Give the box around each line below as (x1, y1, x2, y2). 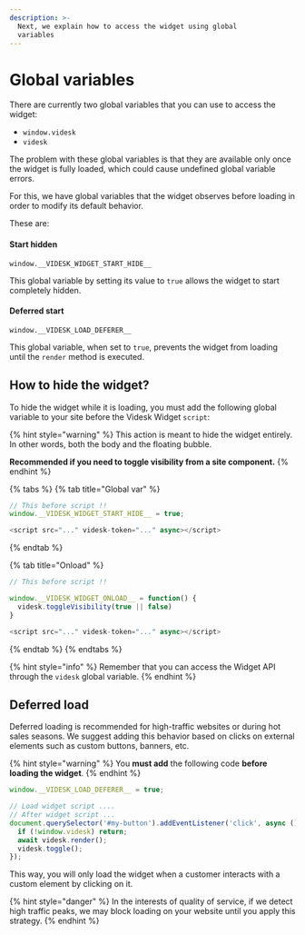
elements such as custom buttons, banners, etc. (9, 741, 190, 751)
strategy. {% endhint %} (9, 915, 100, 927)
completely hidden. (9, 284, 82, 295)
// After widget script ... (9, 811, 116, 820)
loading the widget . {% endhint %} (9, 768, 142, 779)
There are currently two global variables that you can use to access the (9, 99, 277, 110)
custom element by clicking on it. (9, 879, 133, 890)
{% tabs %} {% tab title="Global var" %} (9, 483, 161, 494)
